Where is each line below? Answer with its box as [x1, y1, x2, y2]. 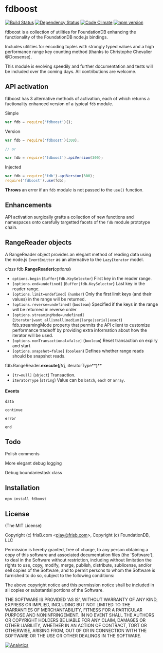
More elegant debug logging [5, 460, 62, 466]
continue [5, 408, 23, 412]
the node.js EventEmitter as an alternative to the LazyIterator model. [5, 257, 144, 262]
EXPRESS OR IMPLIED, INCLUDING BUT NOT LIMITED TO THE [5, 602, 130, 608]
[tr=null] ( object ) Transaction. [12, 372, 75, 378]
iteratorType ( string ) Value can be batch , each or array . [12, 377, 126, 383]
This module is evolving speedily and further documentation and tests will [5, 63, 153, 69]
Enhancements [5, 201, 52, 209]
